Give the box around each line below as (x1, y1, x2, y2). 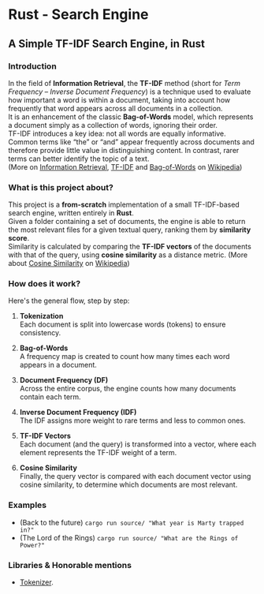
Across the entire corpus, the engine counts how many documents (19, 384, 236, 394)
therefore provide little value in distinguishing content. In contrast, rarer (8, 145, 240, 155)
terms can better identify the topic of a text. (8, 154, 150, 163)
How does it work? (8, 278, 81, 290)
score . (8, 233, 30, 243)
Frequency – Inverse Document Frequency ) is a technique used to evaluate (8, 87, 251, 96)
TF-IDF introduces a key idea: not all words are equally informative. (8, 129, 226, 138)
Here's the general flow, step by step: (8, 296, 130, 305)
